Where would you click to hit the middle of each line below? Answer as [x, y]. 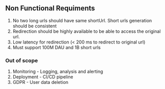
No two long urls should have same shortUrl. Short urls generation [82, 20]
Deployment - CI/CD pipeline [43, 77]
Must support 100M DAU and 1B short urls [57, 47]
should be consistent [35, 26]
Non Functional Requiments [50, 8]
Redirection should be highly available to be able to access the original [87, 31]
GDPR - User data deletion [40, 82]
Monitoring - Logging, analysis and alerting [58, 72]
